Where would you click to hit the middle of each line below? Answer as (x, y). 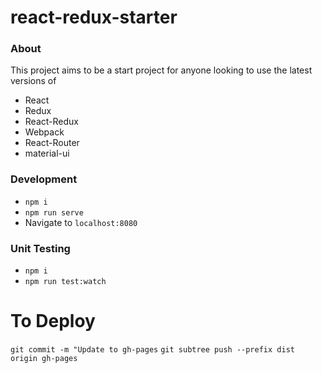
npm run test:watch (65, 282)
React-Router (52, 143)
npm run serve (54, 212)
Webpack (44, 132)
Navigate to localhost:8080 (81, 222)
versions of (33, 81)
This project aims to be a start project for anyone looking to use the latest (161, 70)
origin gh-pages (44, 359)
